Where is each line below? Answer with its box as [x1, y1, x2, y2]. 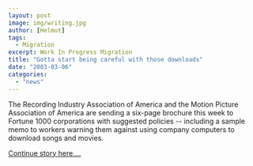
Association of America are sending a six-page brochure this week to [8, 108, 234, 117]
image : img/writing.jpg [8, 19, 87, 27]
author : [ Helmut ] [8, 26, 66, 34]
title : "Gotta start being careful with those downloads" [8, 56, 203, 64]
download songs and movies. [8, 133, 104, 142]
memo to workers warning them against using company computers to [8, 124, 235, 134]
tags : [8, 33, 26, 42]
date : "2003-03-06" [8, 63, 73, 71]
